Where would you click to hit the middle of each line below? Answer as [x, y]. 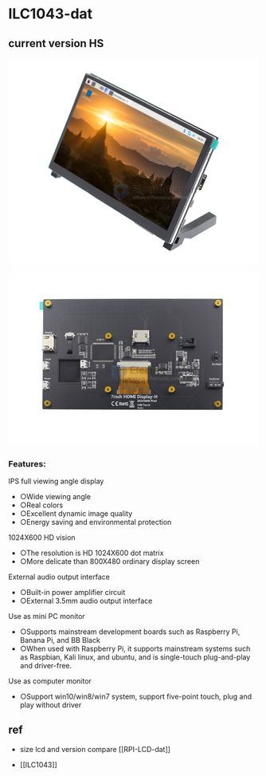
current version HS [56, 43]
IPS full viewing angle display [56, 481]
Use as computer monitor [50, 681]
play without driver [51, 705]
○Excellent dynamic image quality [76, 513]
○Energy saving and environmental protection [96, 522]
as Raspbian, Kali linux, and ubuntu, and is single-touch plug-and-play [135, 657]
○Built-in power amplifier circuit [72, 592]
